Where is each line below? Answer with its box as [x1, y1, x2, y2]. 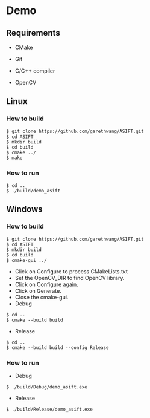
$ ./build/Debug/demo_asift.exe [6, 384, 87, 390]
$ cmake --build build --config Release [6, 344, 110, 351]
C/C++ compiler [14, 67, 55, 74]
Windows [6, 204, 43, 215]
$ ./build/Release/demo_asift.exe [6, 406, 93, 412]
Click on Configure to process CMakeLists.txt [14, 267, 128, 275]
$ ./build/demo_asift [6, 188, 61, 194]
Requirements [6, 28, 60, 38]
